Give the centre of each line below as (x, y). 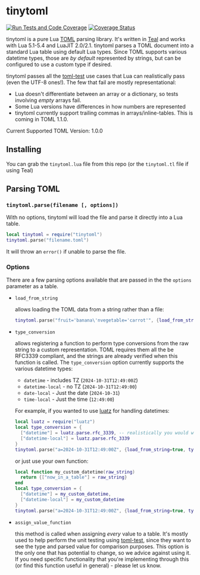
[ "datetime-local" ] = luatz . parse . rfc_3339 (75, 438)
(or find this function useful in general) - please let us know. (88, 565)
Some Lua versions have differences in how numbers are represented (100, 106)
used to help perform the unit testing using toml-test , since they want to (103, 540)
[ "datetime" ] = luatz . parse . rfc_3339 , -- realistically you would (104, 433)
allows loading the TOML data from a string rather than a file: (89, 310)
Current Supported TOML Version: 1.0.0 (54, 131)
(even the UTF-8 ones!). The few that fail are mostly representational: (91, 82)
